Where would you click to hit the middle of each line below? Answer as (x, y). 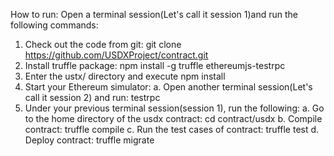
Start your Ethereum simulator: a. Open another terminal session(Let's (168, 87)
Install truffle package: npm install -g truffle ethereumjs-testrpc (155, 65)
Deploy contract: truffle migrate (89, 140)
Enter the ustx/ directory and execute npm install (125, 76)
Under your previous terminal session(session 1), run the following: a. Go (174, 108)
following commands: (54, 25)
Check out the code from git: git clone (103, 44)
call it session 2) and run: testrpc (92, 97)
